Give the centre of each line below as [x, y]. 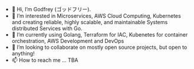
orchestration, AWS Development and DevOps [68, 41]
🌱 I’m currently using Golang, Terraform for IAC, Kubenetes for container [100, 34]
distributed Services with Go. [47, 28]
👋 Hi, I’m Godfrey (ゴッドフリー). [51, 9]
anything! [23, 53]
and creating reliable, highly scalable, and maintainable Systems [90, 22]
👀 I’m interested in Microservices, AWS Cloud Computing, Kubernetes [96, 16]
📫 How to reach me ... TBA [45, 60]
